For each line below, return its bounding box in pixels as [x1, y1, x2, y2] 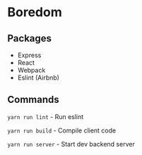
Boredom [7, 4, 62, 20]
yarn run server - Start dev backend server [7, 139, 136, 148]
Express [17, 51, 42, 59]
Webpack [17, 66, 46, 74]
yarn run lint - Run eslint [7, 112, 84, 120]
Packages [7, 32, 52, 44]
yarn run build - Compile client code [7, 126, 117, 135]
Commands [7, 94, 60, 106]
